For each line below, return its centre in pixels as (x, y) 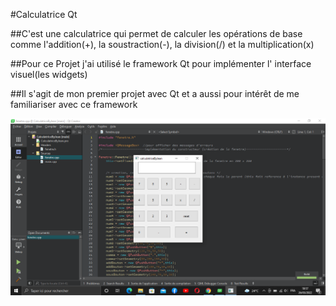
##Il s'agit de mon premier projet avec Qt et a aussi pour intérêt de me (155, 93)
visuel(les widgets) (49, 74)
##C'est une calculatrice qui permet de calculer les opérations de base (156, 33)
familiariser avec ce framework (74, 104)
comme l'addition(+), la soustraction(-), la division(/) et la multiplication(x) (162, 44)
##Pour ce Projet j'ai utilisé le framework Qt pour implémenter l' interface (161, 63)
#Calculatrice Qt (44, 14)
